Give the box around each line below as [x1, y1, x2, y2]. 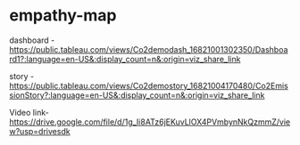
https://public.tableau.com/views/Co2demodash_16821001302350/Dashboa [9, 44, 288, 54]
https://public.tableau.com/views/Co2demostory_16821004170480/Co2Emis [9, 80, 288, 91]
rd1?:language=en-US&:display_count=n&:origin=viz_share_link [9, 53, 241, 64]
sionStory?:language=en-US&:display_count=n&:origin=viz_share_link [9, 90, 265, 101]
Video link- [9, 107, 49, 117]
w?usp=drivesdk [9, 125, 71, 136]
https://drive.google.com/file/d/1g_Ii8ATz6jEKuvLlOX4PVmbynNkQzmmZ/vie [9, 117, 291, 127]
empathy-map [9, 5, 117, 26]
